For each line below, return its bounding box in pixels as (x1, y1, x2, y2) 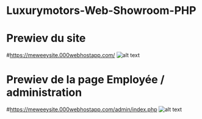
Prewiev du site (6, 32, 86, 46)
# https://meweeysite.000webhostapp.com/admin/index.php (6, 106, 157, 113)
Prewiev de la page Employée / (6, 73, 165, 87)
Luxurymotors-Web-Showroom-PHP (6, 4, 197, 18)
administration (6, 86, 82, 100)
